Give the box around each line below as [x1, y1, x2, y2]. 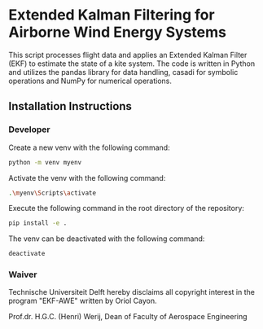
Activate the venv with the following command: [8, 173, 166, 182]
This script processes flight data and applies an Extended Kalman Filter [8, 50, 248, 59]
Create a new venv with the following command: [8, 143, 170, 152]
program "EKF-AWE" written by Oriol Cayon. [8, 296, 157, 306]
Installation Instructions [8, 99, 133, 113]
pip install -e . [8, 219, 68, 227]
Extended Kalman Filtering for [8, 6, 215, 24]
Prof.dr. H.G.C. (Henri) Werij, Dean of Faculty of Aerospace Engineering [8, 312, 248, 322]
